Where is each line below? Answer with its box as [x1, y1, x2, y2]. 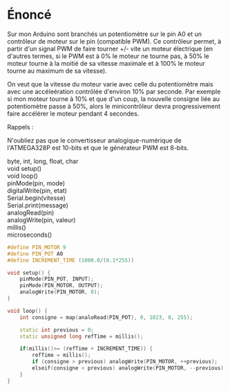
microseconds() [7, 230, 52, 239]
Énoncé [7, 7, 52, 23]
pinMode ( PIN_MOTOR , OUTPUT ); [19, 282, 104, 289]
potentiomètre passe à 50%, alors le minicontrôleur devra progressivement [7, 102, 221, 110]
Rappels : [7, 122, 34, 131]
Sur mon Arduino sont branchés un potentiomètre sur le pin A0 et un [7, 30, 202, 38]
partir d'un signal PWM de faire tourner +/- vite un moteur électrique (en [7, 44, 213, 53]
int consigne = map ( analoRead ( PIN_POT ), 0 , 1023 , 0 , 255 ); [19, 313, 193, 321]
